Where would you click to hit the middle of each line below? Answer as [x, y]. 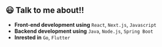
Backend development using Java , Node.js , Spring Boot [84, 31]
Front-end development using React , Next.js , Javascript [85, 24]
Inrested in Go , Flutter [42, 37]
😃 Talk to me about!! [45, 10]
